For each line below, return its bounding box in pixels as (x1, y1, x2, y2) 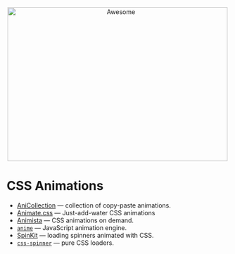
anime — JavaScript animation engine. (16, 223, 127, 231)
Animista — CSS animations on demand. (16, 216, 134, 224)
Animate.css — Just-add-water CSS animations (16, 208, 155, 217)
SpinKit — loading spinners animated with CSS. (16, 231, 154, 239)
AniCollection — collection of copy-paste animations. (16, 201, 172, 210)
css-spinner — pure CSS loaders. (16, 239, 114, 247)
